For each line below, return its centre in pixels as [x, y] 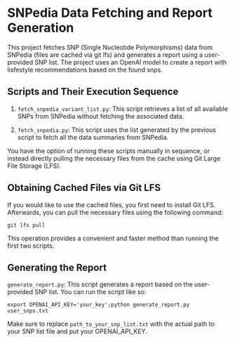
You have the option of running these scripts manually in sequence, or [109, 151]
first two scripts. [31, 245]
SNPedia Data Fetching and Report [110, 13]
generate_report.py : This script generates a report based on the [100, 284]
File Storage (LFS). [34, 166]
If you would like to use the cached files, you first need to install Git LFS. [112, 204]
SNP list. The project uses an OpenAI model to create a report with [131, 62]
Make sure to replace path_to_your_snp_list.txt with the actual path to [111, 324]
